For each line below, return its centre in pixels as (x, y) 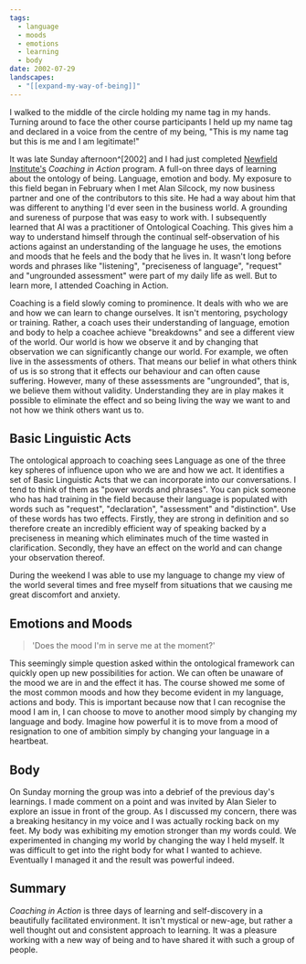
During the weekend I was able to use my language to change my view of (148, 575)
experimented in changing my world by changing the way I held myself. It (147, 841)
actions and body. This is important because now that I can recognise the (148, 702)
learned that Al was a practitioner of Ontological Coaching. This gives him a (152, 227)
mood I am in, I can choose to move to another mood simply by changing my (153, 712)
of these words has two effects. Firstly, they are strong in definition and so (149, 519)
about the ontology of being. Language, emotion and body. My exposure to (151, 178)
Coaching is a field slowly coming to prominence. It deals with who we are (149, 303)
